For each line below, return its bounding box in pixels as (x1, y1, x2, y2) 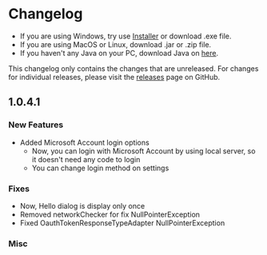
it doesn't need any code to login (31, 154, 141, 164)
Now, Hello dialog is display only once (19, 201, 145, 210)
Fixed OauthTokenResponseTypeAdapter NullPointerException (19, 217, 225, 228)
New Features (8, 119, 64, 130)
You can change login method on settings (31, 163, 169, 173)
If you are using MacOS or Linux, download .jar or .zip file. (19, 39, 212, 49)
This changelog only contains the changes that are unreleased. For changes (8, 63, 259, 73)
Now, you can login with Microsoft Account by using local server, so (31, 145, 256, 156)
